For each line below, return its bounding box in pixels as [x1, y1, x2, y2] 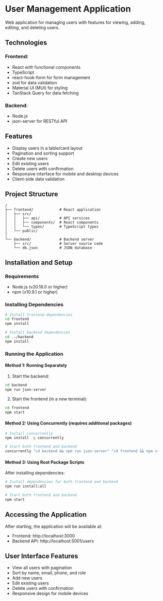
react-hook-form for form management [12, 74, 91, 80]
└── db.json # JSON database [14, 245, 92, 250]
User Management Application [5, 3, 131, 15]
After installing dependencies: [5, 470, 65, 476]
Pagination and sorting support [12, 150, 74, 156]
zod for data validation [12, 79, 57, 85]
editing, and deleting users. [5, 24, 60, 30]
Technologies [5, 39, 48, 47]
